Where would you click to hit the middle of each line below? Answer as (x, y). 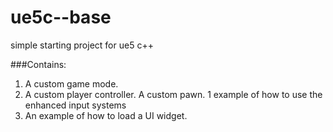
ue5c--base (61, 17)
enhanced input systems (75, 105)
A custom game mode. (71, 83)
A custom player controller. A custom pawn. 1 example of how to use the (173, 94)
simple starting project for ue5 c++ (82, 45)
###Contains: (38, 64)
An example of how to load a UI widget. (106, 115)
